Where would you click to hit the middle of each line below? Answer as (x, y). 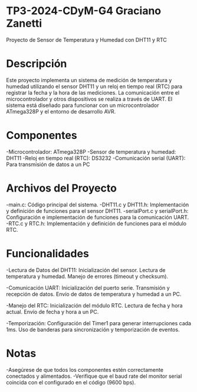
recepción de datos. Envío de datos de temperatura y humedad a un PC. (94, 294)
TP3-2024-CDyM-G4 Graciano (83, 11)
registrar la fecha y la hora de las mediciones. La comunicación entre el (93, 92)
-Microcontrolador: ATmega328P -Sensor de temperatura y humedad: (91, 151)
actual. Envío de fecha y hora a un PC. (52, 312)
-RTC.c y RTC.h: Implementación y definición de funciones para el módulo (96, 223)
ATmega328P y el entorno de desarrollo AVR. (61, 111)
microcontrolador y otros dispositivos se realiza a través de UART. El (89, 99)
